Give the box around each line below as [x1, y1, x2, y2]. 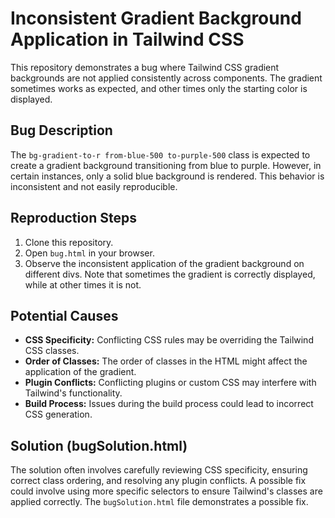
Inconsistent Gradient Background [10, 7, 302, 30]
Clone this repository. [24, 236, 114, 248]
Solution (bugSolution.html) [10, 437, 188, 454]
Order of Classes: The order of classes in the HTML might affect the [24, 355, 308, 367]
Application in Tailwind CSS [10, 28, 245, 51]
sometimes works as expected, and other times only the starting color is [10, 82, 308, 94]
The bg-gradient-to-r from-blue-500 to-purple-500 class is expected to [10, 148, 311, 161]
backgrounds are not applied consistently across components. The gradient [10, 72, 323, 84]
